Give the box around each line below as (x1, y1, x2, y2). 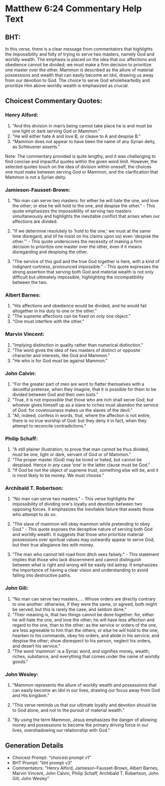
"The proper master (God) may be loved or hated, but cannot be (12, 457, 142, 463)
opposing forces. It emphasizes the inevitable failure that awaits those (12, 506, 154, 512)
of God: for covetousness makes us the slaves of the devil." (12, 407, 133, 413)
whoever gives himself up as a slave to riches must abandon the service (12, 402, 159, 408)
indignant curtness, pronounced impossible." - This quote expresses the (12, 264, 159, 270)
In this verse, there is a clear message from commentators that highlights (5, 46, 153, 52)
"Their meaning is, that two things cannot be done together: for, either (12, 611, 154, 617)
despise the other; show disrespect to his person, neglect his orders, (12, 637, 152, 643)
